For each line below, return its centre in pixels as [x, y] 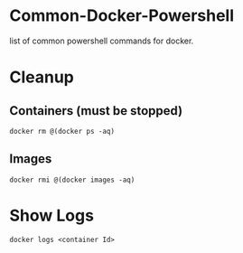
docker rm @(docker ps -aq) [62, 131]
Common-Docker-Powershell [122, 16]
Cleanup [42, 77]
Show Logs [52, 216]
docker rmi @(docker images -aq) [72, 180]
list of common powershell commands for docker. [102, 41]
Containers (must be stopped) [96, 111]
